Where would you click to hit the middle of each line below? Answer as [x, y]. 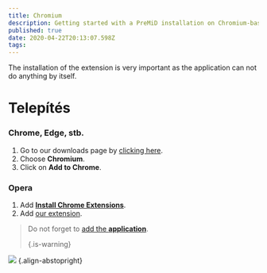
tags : [17, 45]
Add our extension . [51, 213]
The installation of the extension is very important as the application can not [132, 67]
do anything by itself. [43, 76]
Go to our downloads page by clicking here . [91, 150]
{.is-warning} [49, 244]
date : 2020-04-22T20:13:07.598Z [62, 38]
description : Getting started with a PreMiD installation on [112, 23]
